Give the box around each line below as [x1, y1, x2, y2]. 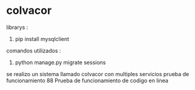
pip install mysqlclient [15, 35, 70, 42]
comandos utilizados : [6, 47, 62, 54]
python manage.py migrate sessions [15, 59, 106, 66]
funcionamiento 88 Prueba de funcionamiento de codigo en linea [6, 77, 168, 84]
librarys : [6, 24, 28, 31]
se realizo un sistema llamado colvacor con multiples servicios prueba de [6, 70, 190, 77]
